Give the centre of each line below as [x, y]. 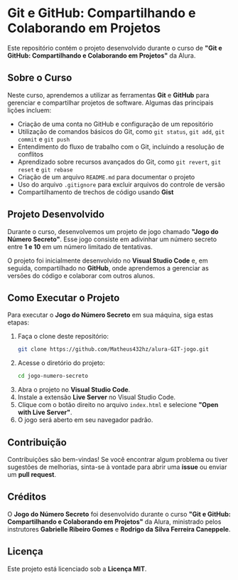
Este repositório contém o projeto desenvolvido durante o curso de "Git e [115, 48]
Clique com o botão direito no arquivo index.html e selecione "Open [118, 405]
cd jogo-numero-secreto [53, 376]
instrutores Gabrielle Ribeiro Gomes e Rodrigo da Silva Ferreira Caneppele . [119, 529]
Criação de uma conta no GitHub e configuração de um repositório [115, 124]
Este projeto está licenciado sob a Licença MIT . [77, 569]
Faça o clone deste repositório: [63, 337]
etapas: [18, 322]
